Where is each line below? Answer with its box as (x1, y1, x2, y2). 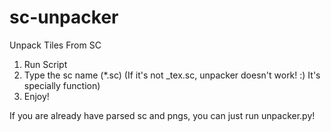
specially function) (23, 79, 101, 91)
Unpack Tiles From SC (9, 39, 102, 51)
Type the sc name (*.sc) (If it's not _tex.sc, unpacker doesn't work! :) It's (23, 69, 321, 81)
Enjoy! (23, 90, 50, 102)
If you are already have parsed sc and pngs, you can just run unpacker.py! (9, 109, 316, 121)
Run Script (23, 58, 68, 70)
